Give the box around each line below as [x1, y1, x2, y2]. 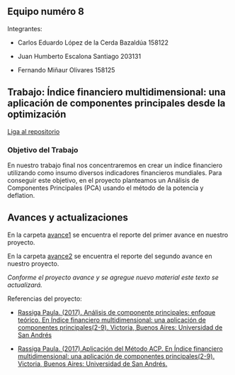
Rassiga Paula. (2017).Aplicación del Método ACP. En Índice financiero [17, 344, 223, 353]
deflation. [7, 191, 35, 199]
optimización [7, 108, 67, 121]
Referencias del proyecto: [7, 294, 83, 303]
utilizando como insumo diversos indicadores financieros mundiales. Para [7, 168, 222, 177]
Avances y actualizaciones [7, 212, 129, 224]
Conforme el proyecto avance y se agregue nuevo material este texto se [7, 273, 219, 281]
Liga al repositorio [7, 127, 60, 135]
